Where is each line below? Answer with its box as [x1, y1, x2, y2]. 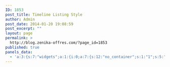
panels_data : [5, 49, 33, 54]
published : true [5, 45, 39, 50]
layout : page [5, 31, 33, 36]
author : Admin [5, 17, 35, 22]
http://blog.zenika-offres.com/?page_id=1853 [10, 40, 108, 45]
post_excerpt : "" [5, 26, 42, 31]
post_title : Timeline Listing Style [5, 12, 82, 17]
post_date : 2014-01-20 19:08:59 [5, 21, 73, 27]
